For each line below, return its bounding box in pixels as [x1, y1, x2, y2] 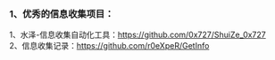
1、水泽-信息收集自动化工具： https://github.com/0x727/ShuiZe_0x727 [9, 29, 266, 41]
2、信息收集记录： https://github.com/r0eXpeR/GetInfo [9, 41, 210, 51]
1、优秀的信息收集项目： [9, 7, 114, 19]
